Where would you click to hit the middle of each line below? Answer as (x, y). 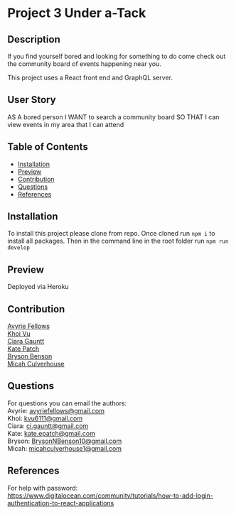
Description (34, 39)
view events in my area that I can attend (66, 124)
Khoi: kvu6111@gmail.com (45, 418)
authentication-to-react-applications (61, 503)
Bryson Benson (30, 356)
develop (19, 248)
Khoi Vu (19, 334)
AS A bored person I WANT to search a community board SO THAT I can (113, 117)
